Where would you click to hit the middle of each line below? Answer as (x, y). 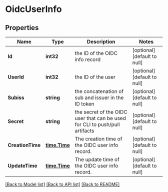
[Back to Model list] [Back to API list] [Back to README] (62, 184)
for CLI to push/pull (97, 124)
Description (101, 42)
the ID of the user (95, 77)
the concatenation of (99, 91)
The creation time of (98, 139)
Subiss (16, 97)
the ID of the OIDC (96, 53)
